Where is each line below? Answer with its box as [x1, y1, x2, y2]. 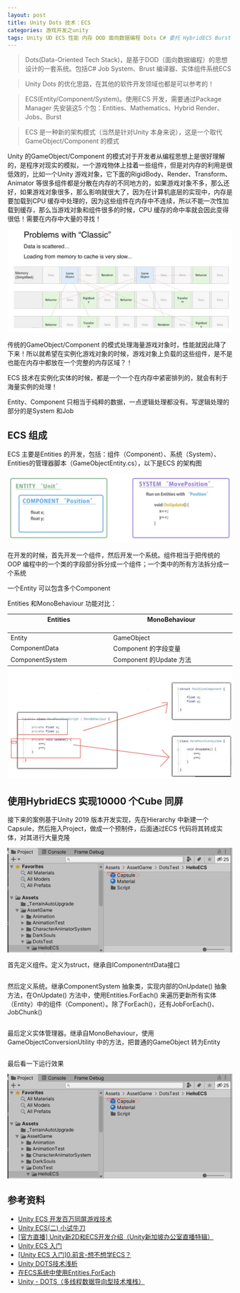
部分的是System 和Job [7, 407, 74, 415]
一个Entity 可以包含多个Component [7, 583, 111, 593]
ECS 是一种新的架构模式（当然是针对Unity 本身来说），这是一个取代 [24, 128, 223, 137]
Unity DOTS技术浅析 [17, 1259, 78, 1268]
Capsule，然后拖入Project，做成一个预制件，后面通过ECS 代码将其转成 [7, 824, 216, 833]
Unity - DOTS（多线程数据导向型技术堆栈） [17, 1277, 145, 1286]
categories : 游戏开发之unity [7, 26, 89, 34]
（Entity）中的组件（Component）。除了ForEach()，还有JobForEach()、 [7, 999, 219, 1008]
